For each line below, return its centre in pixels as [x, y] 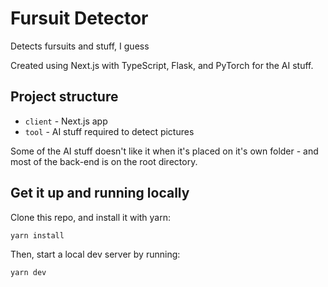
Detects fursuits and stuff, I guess [80, 46]
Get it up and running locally [100, 193]
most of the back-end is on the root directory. [104, 161]
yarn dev [28, 273]
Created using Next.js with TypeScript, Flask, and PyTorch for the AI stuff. [162, 65]
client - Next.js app [66, 121]
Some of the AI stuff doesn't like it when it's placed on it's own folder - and [164, 151]
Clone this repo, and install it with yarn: [91, 217]
